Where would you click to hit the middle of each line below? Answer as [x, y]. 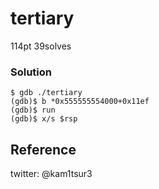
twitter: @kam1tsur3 [51, 174]
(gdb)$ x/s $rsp [44, 119]
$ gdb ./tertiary [46, 93]
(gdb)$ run [33, 110]
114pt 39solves [41, 46]
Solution [31, 72]
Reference [43, 149]
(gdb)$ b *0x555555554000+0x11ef [80, 102]
